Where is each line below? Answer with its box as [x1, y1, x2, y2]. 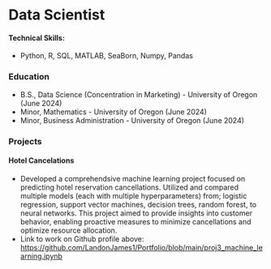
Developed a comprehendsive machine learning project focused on [19, 173, 246, 183]
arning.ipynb [19, 251, 63, 261]
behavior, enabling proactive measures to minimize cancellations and [19, 216, 252, 226]
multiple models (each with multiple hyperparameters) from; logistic [19, 190, 247, 200]
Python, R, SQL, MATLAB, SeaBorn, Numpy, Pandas [19, 51, 193, 61]
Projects [8, 135, 42, 147]
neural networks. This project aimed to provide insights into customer [19, 208, 253, 218]
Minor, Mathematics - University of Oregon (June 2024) [19, 107, 207, 117]
